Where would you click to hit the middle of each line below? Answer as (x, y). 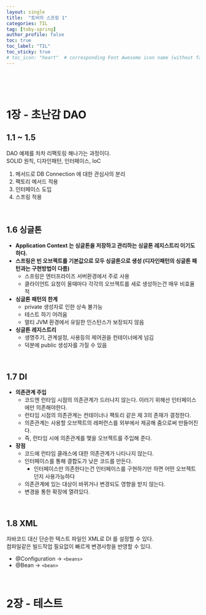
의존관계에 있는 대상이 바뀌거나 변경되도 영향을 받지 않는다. (95, 484)
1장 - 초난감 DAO (47, 115)
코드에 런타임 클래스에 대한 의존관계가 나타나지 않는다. (89, 453)
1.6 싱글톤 (24, 230)
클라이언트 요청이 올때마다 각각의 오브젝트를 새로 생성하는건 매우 (101, 284)
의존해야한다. (51, 407)
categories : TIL (27, 23)
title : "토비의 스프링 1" (37, 18)
